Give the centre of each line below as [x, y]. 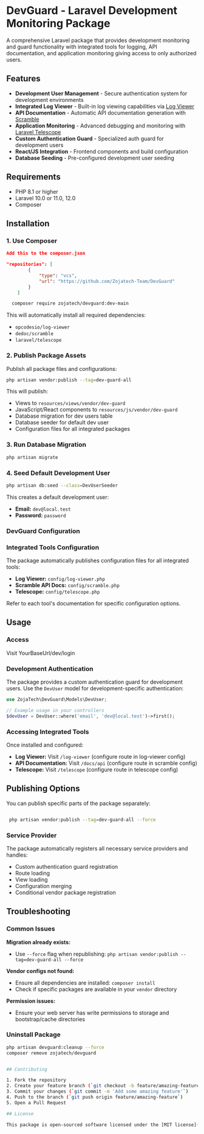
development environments [49, 100]
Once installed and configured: [45, 745]
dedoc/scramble [34, 334]
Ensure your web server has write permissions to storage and [92, 1013]
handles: [17, 855]
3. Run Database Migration [46, 445]
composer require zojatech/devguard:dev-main [70, 304]
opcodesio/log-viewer [42, 328]
